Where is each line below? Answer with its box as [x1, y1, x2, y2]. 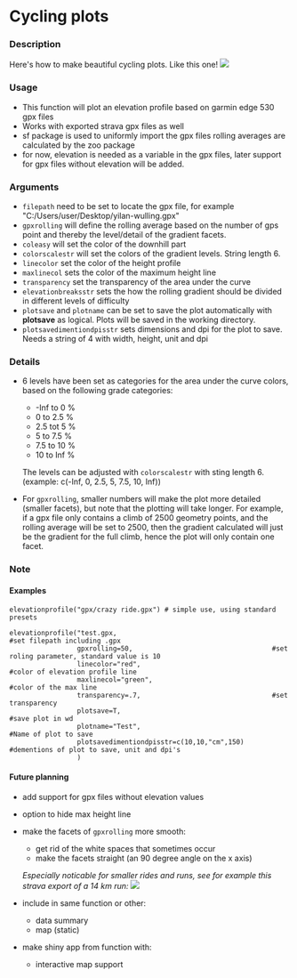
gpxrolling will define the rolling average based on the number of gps [21, 220, 279, 230]
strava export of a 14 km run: [21, 880, 129, 891]
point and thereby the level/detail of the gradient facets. [21, 230, 227, 240]
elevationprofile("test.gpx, [9, 628, 117, 637]
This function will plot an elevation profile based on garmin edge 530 [21, 101, 275, 112]
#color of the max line [9, 683, 98, 691]
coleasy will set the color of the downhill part [21, 238, 187, 250]
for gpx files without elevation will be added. [21, 158, 185, 169]
